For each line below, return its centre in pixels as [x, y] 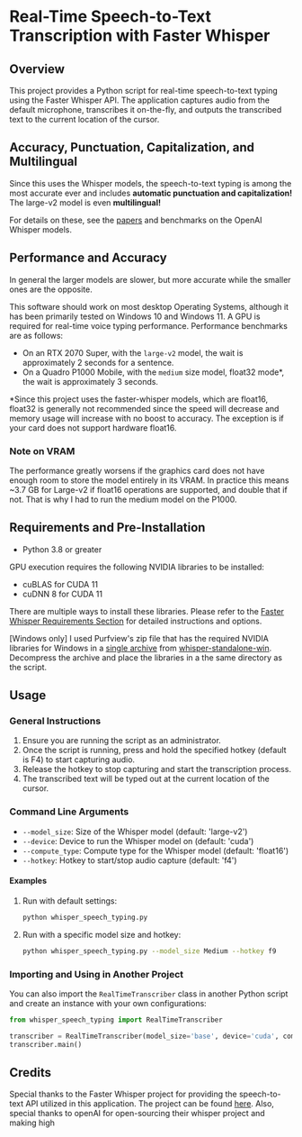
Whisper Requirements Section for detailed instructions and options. [136, 621]
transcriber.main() [46, 1044]
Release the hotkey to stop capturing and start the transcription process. [157, 769]
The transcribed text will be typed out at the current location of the [146, 779]
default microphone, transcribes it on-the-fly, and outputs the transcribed [146, 109]
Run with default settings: [70, 901]
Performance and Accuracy [89, 258]
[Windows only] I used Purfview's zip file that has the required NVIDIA [139, 638]
